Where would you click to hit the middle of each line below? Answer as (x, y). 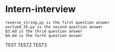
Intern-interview (41, 9)
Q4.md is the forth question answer (44, 35)
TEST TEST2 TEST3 (26, 45)
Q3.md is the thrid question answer (44, 31)
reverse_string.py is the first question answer (58, 22)
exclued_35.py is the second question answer (54, 27)
